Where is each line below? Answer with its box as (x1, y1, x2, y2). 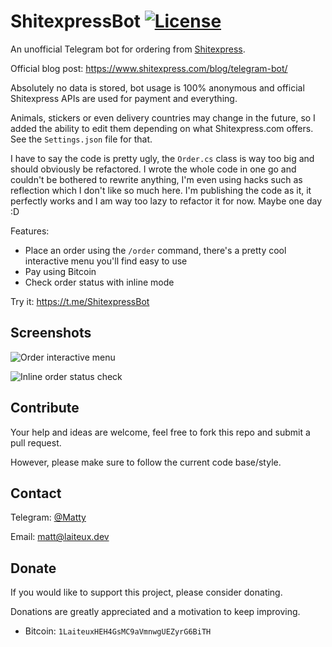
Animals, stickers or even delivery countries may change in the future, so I (10, 111, 316, 124)
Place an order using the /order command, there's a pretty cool (24, 244, 287, 256)
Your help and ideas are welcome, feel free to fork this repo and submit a (10, 426, 311, 438)
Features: (10, 225, 50, 237)
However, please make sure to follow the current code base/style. (10, 456, 282, 468)
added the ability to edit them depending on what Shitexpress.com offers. (10, 122, 314, 134)
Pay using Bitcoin (24, 265, 97, 277)
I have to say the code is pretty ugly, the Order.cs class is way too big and (10, 152, 315, 164)
